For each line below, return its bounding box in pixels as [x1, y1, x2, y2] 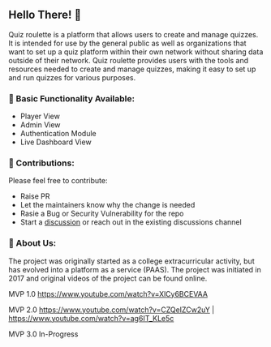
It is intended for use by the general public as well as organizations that [8, 38, 247, 48]
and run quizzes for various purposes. [8, 72, 136, 82]
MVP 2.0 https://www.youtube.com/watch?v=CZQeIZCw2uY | [8, 305, 215, 315]
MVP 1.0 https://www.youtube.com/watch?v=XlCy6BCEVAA [8, 289, 209, 298]
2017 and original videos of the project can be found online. [8, 273, 208, 283]
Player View [19, 111, 61, 122]
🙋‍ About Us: [8, 238, 57, 249]
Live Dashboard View [19, 137, 92, 147]
